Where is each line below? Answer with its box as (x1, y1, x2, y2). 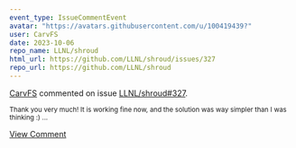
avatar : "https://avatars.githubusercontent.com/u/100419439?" (9, 22, 253, 30)
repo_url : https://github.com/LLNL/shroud (9, 64, 171, 73)
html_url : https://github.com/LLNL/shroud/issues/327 (9, 55, 217, 64)
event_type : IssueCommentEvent (9, 13, 127, 22)
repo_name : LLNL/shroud (9, 47, 99, 56)
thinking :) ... (9, 113, 48, 122)
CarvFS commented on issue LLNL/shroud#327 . (9, 87, 188, 99)
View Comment (9, 128, 67, 139)
